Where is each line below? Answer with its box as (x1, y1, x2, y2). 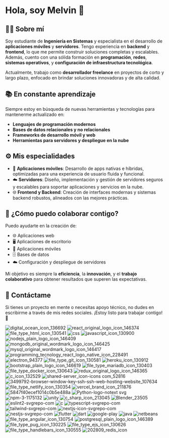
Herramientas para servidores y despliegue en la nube (12, 137, 129, 143)
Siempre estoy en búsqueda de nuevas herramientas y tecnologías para (5, 106, 155, 112)
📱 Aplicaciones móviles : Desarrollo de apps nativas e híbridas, (12, 165, 144, 171)
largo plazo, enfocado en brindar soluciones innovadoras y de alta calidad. (5, 75, 160, 80)
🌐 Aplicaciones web (12, 233, 54, 239)
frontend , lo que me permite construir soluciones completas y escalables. (5, 49, 159, 55)
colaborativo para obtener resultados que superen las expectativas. (5, 276, 147, 282)
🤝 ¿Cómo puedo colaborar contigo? (5, 209, 119, 218)
